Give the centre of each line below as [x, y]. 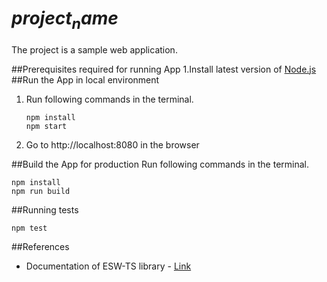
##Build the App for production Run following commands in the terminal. [160, 164]
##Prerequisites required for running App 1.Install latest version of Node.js [164, 69]
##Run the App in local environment [85, 79]
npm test [29, 228]
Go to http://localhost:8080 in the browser [112, 144]
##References [40, 246]
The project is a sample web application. [94, 49]
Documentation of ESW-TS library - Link [108, 266]
